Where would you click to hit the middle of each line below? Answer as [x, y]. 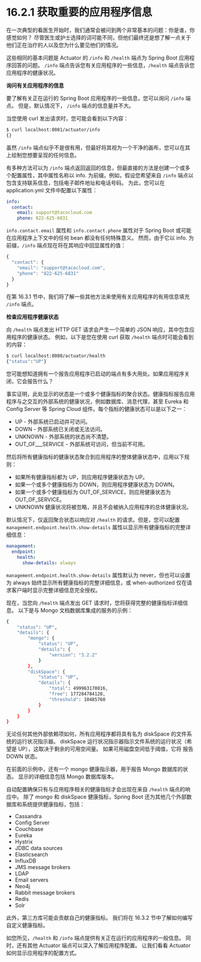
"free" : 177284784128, [77, 694]
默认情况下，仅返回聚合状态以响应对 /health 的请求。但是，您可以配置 [93, 520]
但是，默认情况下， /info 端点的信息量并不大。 [76, 105]
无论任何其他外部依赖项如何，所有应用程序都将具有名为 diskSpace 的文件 [97, 734]
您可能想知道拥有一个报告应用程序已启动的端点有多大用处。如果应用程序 [95, 374]
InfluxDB [25, 861]
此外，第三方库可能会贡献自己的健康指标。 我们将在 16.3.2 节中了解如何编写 [100, 918]
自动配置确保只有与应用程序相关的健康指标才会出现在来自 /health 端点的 [96, 789]
